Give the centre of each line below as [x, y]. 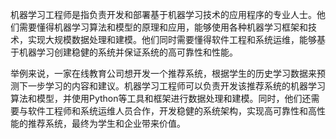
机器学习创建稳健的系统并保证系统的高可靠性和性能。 [128, 52]
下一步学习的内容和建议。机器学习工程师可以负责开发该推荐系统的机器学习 [172, 86]
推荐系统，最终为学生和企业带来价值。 [106, 123]
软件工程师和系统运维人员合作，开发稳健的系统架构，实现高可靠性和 [167, 111]
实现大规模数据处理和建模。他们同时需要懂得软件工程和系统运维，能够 [172, 39]
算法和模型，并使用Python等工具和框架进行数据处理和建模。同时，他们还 [161, 98]
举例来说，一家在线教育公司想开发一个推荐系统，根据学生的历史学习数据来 [163, 73]
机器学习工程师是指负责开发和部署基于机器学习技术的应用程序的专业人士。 [163, 14]
